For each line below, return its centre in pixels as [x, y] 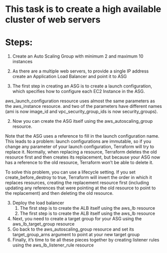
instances [22, 62]
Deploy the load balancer [38, 203]
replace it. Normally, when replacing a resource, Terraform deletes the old [81, 152]
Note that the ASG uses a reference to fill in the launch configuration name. [82, 136]
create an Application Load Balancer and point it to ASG [70, 77]
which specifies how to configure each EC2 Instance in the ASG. [79, 91]
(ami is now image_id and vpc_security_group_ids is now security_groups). [82, 112]
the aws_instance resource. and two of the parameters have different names [83, 106]
